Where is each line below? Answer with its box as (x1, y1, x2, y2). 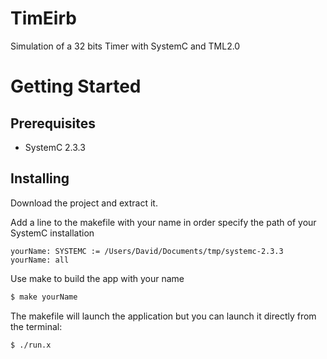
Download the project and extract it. (10, 197, 158, 209)
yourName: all (10, 255, 70, 265)
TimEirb (10, 7, 77, 30)
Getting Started (10, 75, 142, 98)
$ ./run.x (10, 340, 52, 350)
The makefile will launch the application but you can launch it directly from (10, 310, 317, 322)
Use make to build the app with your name (10, 272, 185, 284)
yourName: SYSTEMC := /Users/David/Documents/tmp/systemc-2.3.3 (10, 246, 284, 256)
